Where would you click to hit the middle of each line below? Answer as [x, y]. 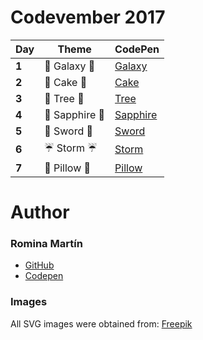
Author [40, 212]
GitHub [39, 265]
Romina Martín [46, 244]
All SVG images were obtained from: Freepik [101, 323]
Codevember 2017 [88, 17]
